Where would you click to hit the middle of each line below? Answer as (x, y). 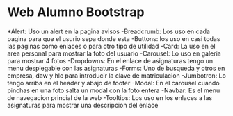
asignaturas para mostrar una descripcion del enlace (83, 105)
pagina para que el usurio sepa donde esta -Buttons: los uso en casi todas (114, 38)
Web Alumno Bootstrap (76, 12)
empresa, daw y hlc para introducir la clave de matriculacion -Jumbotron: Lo (116, 75)
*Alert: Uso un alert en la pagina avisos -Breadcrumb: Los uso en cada (109, 31)
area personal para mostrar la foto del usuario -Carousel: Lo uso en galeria (114, 53)
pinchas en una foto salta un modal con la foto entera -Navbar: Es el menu (114, 90)
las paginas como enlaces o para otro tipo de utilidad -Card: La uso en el (111, 46)
